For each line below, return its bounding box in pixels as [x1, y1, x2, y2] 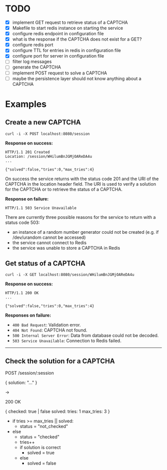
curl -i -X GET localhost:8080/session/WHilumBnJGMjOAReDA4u [5, 272, 135, 277]
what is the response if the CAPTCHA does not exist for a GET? [12, 36, 142, 42]
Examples [5, 98, 47, 110]
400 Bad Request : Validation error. [12, 322, 81, 328]
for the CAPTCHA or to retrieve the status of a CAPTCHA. [5, 186, 123, 192]
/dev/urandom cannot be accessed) [12, 234, 86, 240]
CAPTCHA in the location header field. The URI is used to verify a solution [5, 181, 157, 187]
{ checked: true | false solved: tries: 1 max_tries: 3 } [5, 408, 110, 414]
